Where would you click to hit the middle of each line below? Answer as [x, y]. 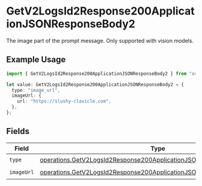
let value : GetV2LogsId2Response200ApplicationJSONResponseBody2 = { [95, 85]
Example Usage [36, 59]
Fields [18, 131]
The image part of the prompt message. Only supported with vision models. [100, 40]
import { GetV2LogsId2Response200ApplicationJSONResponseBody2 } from [96, 74]
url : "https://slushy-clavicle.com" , [64, 101]
